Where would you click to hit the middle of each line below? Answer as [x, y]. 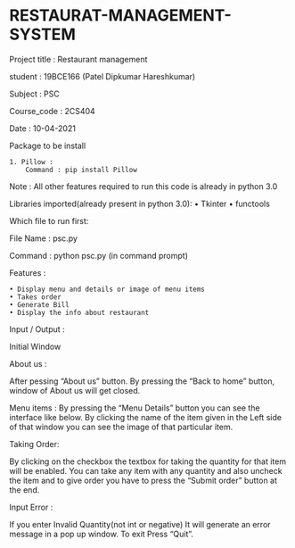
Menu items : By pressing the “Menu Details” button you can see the [135, 408]
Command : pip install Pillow [82, 170]
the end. [25, 490]
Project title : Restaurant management [78, 59]
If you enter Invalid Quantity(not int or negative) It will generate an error [140, 524]
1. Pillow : [31, 162]
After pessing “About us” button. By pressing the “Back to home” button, [142, 381]
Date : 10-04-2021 [42, 128]
